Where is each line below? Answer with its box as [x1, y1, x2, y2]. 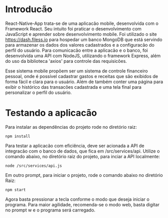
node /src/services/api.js [5, 163, 62, 168]
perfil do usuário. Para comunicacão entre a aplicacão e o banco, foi [5, 47, 148, 53]
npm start [5, 187, 26, 192]
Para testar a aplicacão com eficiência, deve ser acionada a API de [5, 142, 145, 149]
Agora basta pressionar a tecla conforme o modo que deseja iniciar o [5, 196, 150, 202]
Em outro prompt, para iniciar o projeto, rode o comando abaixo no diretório [5, 172, 163, 178]
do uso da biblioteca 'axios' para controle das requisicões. [5, 58, 128, 64]
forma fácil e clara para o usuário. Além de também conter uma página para [5, 79, 163, 85]
